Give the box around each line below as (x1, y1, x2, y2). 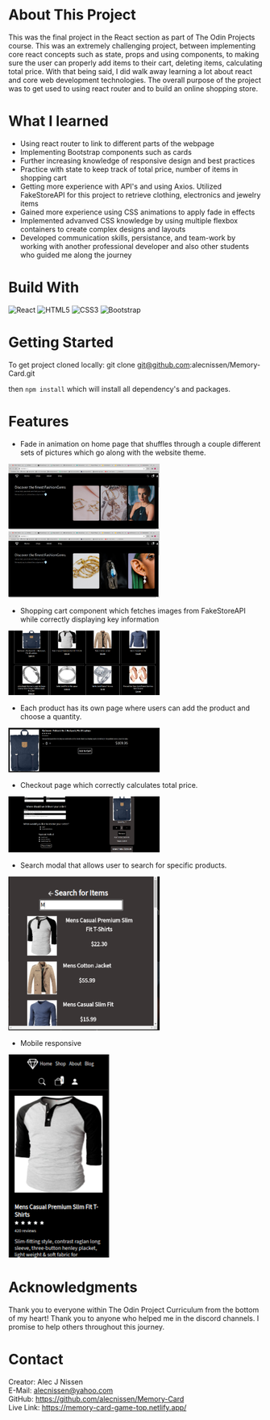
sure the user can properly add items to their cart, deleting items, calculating (8, 58, 263, 68)
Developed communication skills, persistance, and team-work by (19, 232, 236, 243)
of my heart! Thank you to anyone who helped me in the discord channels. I (8, 1314, 260, 1323)
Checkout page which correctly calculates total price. (19, 781, 198, 790)
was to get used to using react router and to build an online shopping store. (8, 83, 259, 94)
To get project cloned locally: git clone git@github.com (8, 360, 190, 369)
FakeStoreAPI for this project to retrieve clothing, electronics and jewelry (19, 189, 261, 199)
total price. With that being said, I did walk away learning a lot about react (8, 66, 252, 76)
